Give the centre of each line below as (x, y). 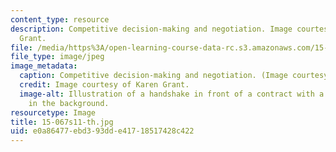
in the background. (69, 103)
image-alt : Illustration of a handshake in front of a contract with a (172, 94)
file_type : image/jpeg (57, 57)
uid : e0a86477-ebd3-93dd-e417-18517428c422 (102, 131)
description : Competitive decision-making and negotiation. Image (151, 29)
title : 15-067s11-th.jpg (62, 122)
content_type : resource (60, 19)
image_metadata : (44, 66)
